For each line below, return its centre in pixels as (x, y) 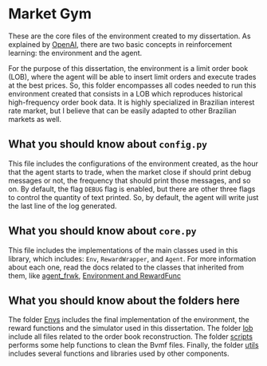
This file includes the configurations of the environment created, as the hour (133, 163)
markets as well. (35, 119)
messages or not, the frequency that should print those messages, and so (130, 180)
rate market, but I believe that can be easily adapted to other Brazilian (122, 110)
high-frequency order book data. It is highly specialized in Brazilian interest (132, 102)
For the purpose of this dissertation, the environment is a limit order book (128, 68)
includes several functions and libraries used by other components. (119, 354)
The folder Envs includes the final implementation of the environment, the (129, 320)
